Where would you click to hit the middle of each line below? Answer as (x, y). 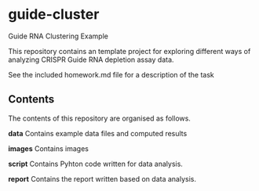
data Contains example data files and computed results (98, 133)
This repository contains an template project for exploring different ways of (129, 51)
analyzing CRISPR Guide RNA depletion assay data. (91, 59)
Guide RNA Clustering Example (58, 36)
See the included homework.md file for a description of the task (111, 74)
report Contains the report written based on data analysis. (102, 178)
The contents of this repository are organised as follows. (99, 118)
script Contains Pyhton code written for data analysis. (95, 164)
